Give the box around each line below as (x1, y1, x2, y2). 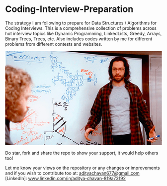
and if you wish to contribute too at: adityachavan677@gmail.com (5, 170, 140, 176)
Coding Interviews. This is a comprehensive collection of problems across (5, 25, 157, 31)
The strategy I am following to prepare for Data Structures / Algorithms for (5, 20, 157, 26)
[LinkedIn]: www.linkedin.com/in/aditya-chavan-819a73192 (5, 176, 126, 182)
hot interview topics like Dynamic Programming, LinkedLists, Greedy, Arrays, (5, 30, 162, 36)
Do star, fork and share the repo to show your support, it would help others (5, 150, 159, 156)
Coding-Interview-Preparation (5, 3, 134, 15)
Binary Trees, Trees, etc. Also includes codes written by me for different (5, 36, 153, 42)
